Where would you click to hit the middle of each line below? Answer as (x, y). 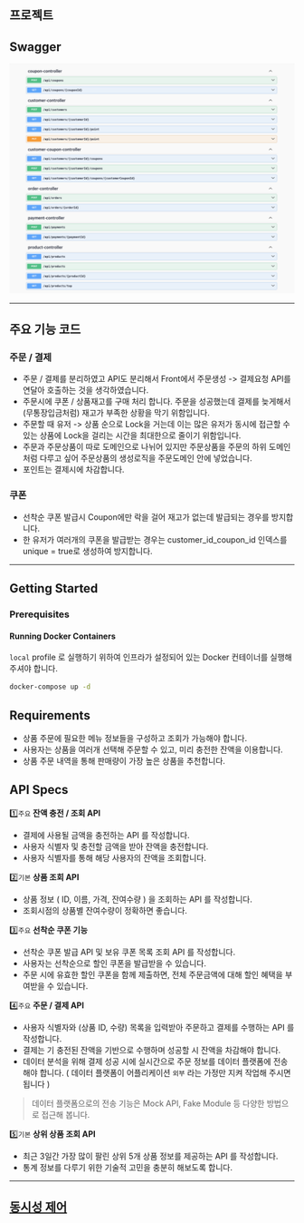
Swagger (35, 47)
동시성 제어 (38, 1207)
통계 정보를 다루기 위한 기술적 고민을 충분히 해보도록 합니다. (128, 1167)
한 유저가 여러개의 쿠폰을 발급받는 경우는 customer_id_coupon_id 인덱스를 (155, 539)
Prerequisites (39, 614)
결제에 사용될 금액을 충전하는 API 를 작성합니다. (106, 835)
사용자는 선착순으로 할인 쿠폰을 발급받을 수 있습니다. (114, 963)
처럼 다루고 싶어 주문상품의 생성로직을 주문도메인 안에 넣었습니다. (137, 458)
